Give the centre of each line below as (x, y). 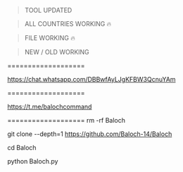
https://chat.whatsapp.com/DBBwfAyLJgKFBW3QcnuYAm (91, 79)
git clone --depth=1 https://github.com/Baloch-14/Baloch (90, 134)
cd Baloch (22, 148)
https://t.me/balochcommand (50, 106)
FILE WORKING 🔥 (50, 38)
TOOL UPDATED (48, 10)
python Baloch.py (33, 161)
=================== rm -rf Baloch (66, 120)
